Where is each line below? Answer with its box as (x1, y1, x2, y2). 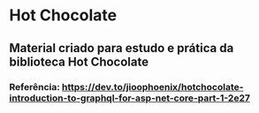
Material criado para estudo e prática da (9, 41, 234, 56)
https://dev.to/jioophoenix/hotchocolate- (61, 80, 244, 93)
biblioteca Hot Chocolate (9, 54, 149, 69)
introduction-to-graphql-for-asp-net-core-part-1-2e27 (9, 92, 250, 104)
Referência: (9, 80, 60, 93)
